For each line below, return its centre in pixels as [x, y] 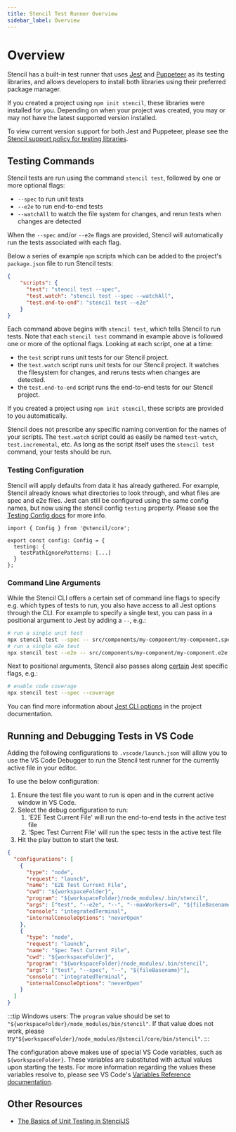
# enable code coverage [42, 686]
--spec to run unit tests [51, 199]
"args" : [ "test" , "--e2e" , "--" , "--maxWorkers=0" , [103, 905]
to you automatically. [38, 416]
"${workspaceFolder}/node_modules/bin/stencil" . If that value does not [111, 1024]
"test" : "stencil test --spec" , [73, 289]
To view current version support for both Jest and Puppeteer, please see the [118, 131]
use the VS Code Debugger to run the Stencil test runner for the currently [113, 761]
